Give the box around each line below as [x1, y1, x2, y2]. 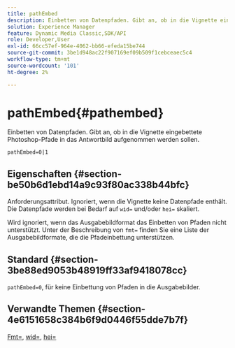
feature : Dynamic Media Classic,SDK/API [7, 29, 127, 37]
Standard [7, 253, 49, 266]
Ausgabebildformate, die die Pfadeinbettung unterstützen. [7, 233, 175, 242]
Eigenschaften [7, 168, 72, 180]
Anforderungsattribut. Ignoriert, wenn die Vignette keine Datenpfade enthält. [7, 197, 227, 206]
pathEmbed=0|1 [7, 149, 49, 156]
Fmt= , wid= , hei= [7, 333, 57, 341]
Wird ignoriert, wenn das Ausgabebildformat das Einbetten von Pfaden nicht [7, 218, 227, 227]
